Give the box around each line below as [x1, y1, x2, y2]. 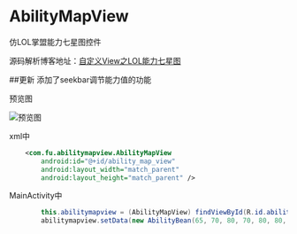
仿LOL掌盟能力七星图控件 [9, 36, 102, 47]
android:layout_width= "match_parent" [41, 165, 179, 174]
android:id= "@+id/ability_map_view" [41, 157, 176, 166]
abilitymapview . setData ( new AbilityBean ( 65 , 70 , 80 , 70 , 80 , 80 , [41, 216, 287, 225]
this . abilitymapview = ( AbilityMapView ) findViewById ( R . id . [41, 208, 267, 217]
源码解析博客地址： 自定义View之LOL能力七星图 [9, 55, 181, 66]
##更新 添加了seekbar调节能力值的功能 [9, 74, 152, 85]
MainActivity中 [9, 191, 63, 201]
